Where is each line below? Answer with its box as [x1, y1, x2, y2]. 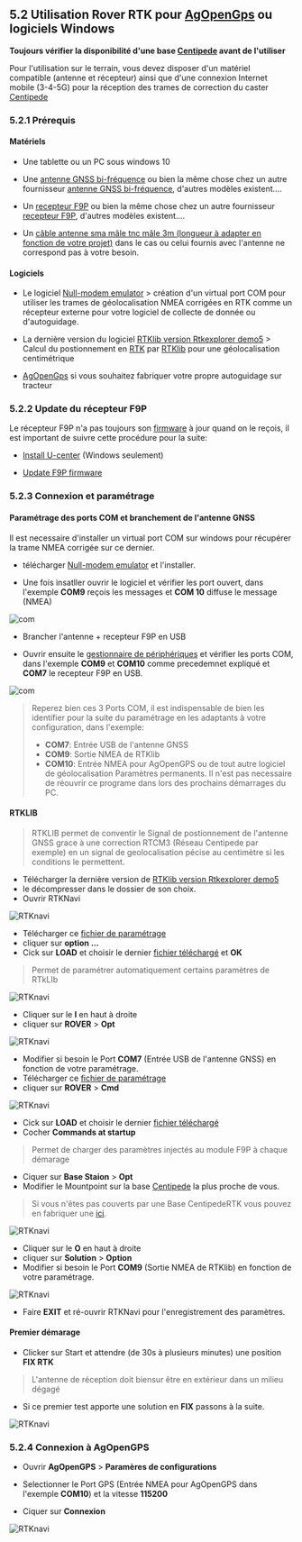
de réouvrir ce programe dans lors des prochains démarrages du [44, 777, 287, 788]
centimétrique [22, 353, 75, 364]
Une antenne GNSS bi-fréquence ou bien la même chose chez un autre [22, 173, 288, 184]
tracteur [22, 380, 52, 391]
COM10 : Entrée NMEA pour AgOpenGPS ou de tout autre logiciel [44, 758, 286, 769]
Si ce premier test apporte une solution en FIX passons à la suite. [22, 1401, 265, 1411]
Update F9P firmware [22, 468, 103, 479]
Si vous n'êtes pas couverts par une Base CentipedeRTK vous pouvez [31, 1198, 292, 1209]
